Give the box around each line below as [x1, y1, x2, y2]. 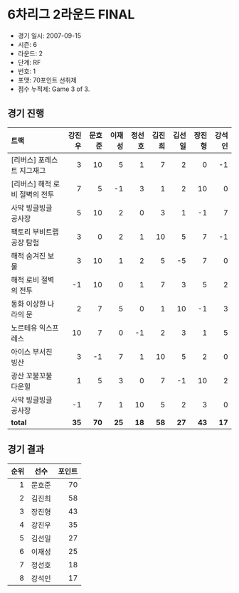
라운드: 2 [17, 49, 43, 58]
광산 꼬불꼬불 [11, 370, 53, 380]
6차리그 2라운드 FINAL [7, 6, 135, 23]
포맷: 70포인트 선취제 [17, 75, 77, 84]
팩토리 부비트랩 [11, 227, 59, 237]
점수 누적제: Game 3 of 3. [17, 85, 90, 93]
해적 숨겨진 [11, 250, 46, 260]
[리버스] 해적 [11, 178, 52, 188]
